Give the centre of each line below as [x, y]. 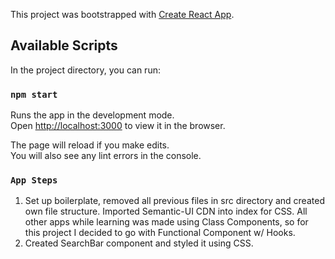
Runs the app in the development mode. [92, 115]
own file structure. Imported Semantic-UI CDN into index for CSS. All [166, 211]
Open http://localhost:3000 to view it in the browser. [118, 126]
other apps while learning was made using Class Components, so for [166, 222]
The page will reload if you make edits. [90, 145]
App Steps [34, 180]
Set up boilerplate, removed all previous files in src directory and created [174, 201]
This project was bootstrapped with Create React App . [122, 14]
